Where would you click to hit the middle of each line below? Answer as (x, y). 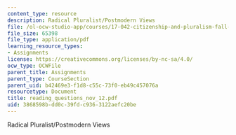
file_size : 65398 (33, 33)
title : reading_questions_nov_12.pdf (63, 99)
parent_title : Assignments (47, 72)
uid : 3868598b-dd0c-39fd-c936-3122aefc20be (72, 105)
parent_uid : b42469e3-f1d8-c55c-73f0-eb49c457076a (83, 85)
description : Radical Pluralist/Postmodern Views (81, 20)
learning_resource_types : (45, 46)
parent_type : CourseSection (48, 79)
